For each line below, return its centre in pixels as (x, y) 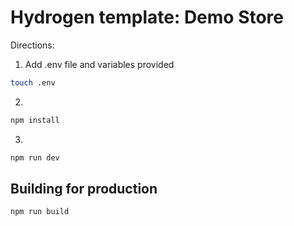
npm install (35, 120)
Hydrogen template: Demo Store (147, 17)
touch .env (33, 82)
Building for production (84, 188)
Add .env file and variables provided (99, 64)
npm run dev (35, 157)
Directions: (32, 45)
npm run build (40, 212)
